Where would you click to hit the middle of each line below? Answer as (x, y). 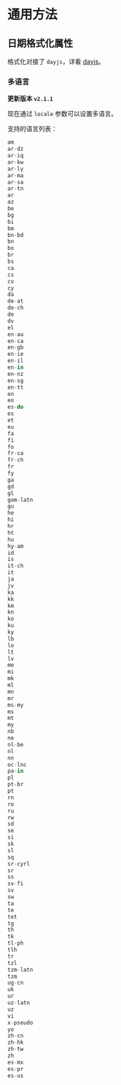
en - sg (15, 381)
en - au (15, 334)
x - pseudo (20, 1022)
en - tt (15, 387)
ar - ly (15, 169)
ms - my (15, 705)
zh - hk (15, 1043)
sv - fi (15, 884)
